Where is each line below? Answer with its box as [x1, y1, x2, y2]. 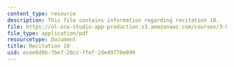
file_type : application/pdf [7, 29, 89, 37]
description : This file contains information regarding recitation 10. [7, 17, 219, 24]
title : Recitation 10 [7, 43, 70, 50]
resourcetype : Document [7, 36, 77, 43]
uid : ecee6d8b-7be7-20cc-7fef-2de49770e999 [7, 50, 136, 57]
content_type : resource [7, 10, 77, 17]
